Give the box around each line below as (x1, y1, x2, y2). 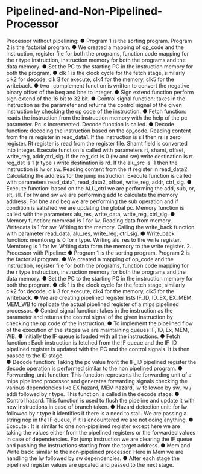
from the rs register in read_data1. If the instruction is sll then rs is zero (6, 133, 181, 140)
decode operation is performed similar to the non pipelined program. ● (6, 365, 183, 372)
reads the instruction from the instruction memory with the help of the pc (6, 114, 188, 122)
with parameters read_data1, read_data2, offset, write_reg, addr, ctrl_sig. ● (6, 178, 192, 186)
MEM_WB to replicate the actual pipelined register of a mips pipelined (6, 300, 179, 308)
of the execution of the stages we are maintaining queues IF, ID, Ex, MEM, (6, 326, 189, 333)
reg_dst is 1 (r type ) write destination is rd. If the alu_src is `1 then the (6, 159, 178, 166)
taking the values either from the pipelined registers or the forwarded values (6, 429, 196, 436)
